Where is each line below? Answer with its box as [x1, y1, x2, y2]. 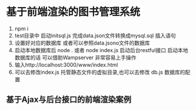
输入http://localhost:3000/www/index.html [14, 61, 118, 68]
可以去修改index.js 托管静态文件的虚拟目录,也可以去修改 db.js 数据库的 [14, 68, 185, 75]
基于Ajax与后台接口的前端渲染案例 [6, 95, 131, 105]
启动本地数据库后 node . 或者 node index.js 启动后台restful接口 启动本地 [14, 46, 188, 53]
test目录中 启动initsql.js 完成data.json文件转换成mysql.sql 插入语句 [14, 32, 176, 39]
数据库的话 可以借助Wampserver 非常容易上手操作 [14, 54, 137, 61]
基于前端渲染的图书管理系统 [6, 5, 141, 19]
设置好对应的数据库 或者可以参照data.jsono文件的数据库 [14, 39, 150, 46]
